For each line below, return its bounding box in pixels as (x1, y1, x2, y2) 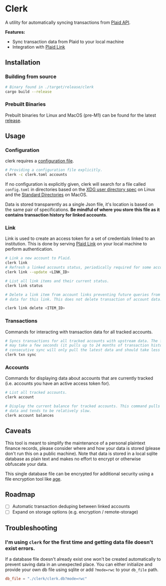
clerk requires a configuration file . (5, 158, 74, 164)
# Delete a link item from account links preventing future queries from (5, 292, 161, 297)
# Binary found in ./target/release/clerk (5, 84, 94, 89)
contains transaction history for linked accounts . (5, 212, 108, 218)
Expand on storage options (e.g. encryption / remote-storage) (12, 509, 138, 515)
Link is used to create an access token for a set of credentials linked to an (5, 235, 155, 241)
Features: (5, 29, 26, 35)
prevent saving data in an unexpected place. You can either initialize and (5, 562, 153, 568)
